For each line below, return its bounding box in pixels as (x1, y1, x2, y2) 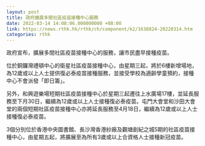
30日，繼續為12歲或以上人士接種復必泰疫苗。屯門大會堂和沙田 (27, 98, 185, 105)
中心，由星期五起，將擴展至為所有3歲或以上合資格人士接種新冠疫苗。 (11, 133, 187, 141)
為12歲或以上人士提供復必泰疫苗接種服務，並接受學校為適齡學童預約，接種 (6, 69, 195, 77)
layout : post (6, 9, 40, 15)
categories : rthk (6, 32, 51, 38)
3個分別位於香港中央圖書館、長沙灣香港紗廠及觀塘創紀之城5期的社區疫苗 (6, 126, 190, 133)
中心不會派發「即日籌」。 (6, 77, 69, 85)
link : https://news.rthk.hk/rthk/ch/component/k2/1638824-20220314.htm (6, 26, 193, 32)
